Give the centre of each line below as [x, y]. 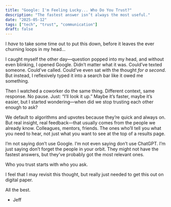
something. [17, 81]
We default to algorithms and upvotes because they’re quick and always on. [85, 117]
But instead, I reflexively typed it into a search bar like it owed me [74, 76]
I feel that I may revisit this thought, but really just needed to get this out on [84, 175]
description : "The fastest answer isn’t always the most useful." [78, 15]
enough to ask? [22, 107]
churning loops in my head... [35, 49]
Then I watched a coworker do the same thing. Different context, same [80, 91]
